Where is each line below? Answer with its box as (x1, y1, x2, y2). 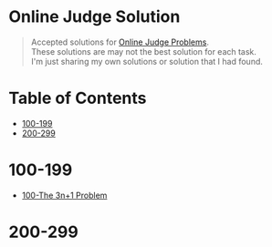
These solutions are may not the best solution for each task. (30, 46, 257, 57)
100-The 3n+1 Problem (21, 190, 108, 201)
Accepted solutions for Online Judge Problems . (30, 36, 209, 47)
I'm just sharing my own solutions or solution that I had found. (30, 56, 264, 67)
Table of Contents (8, 88, 147, 108)
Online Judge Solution (8, 6, 181, 27)
